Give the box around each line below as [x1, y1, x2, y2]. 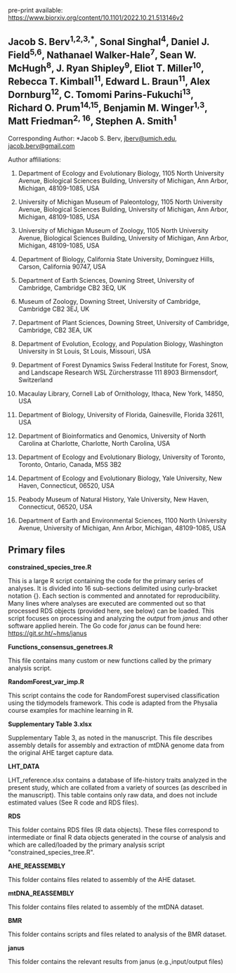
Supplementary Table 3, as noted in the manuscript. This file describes [8, 733, 213, 742]
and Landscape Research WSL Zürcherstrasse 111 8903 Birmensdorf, [18, 368, 218, 377]
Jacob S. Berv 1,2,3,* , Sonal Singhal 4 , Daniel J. [8, 34, 210, 48]
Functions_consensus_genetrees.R [8, 642, 113, 651]
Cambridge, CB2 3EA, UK [18, 326, 93, 334]
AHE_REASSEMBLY [8, 862, 66, 870]
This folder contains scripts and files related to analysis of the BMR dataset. [8, 930, 227, 938]
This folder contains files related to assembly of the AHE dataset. [8, 875, 196, 883]
